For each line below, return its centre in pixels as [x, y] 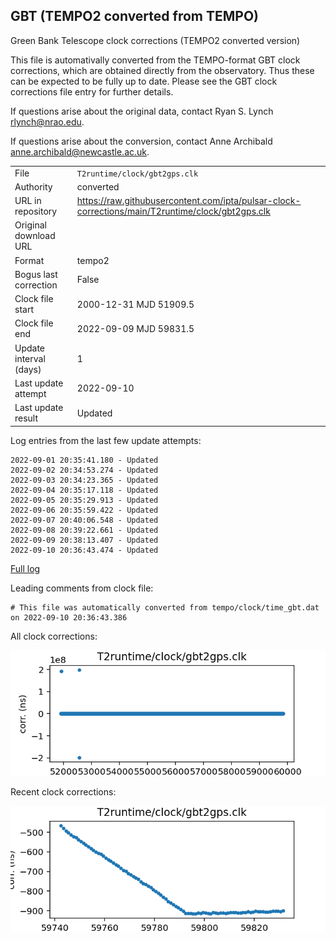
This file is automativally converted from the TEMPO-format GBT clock [155, 60]
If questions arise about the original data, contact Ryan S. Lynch [142, 111]
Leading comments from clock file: [82, 588]
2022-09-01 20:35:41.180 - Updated [84, 460]
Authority [33, 186]
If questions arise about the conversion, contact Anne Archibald [141, 141]
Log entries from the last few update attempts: [106, 440]
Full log [25, 568]
